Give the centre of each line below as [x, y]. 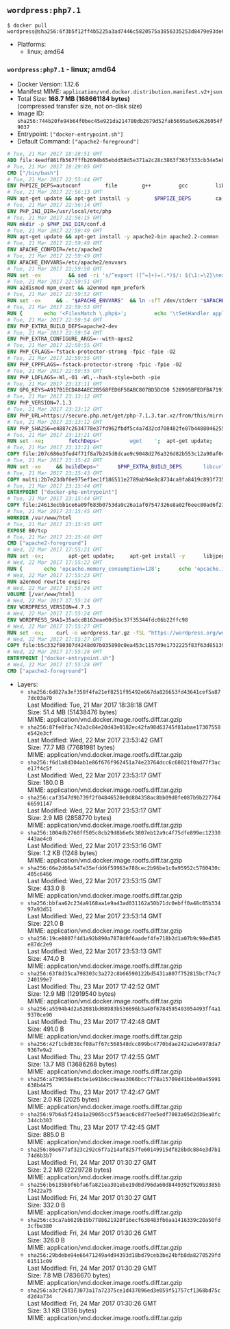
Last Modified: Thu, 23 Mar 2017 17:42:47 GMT [93, 1092]
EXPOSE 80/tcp [27, 531]
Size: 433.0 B [46, 888]
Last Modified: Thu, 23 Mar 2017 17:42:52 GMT [93, 986]
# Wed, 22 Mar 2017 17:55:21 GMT [55, 550]
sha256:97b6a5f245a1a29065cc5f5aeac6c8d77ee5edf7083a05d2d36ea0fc [124, 1114]
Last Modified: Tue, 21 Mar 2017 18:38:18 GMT [92, 705]
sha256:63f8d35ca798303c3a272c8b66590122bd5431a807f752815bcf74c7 [124, 974]
